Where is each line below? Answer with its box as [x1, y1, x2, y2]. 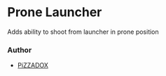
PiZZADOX [17, 61, 49, 70]
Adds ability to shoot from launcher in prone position [7, 27, 159, 36]
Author [7, 45, 32, 55]
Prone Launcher [7, 4, 102, 20]
